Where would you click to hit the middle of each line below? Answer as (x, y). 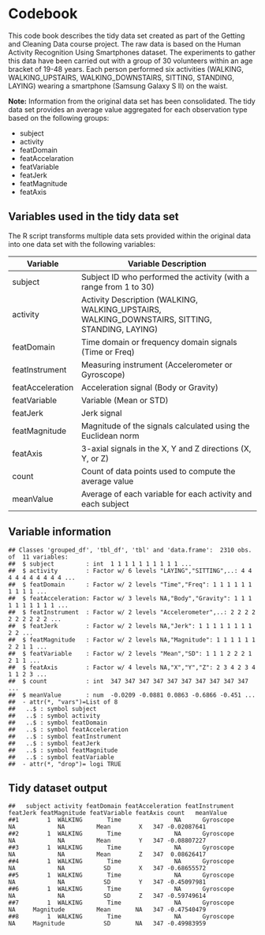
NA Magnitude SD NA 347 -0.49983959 (107, 924)
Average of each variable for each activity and (167, 494)
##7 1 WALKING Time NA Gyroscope (121, 903)
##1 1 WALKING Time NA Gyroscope (121, 820)
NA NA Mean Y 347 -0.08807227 (107, 841)
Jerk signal (102, 413)
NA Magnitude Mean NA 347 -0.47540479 (107, 910)
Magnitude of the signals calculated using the (166, 425)
